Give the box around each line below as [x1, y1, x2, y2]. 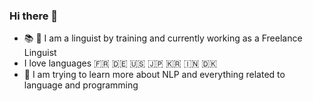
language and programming [23, 79, 139, 91]
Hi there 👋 [9, 9, 59, 23]
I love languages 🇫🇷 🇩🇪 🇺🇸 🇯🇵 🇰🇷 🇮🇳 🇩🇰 [23, 57, 218, 69]
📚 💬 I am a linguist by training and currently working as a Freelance [23, 32, 303, 44]
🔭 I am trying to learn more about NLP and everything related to [23, 69, 286, 81]
